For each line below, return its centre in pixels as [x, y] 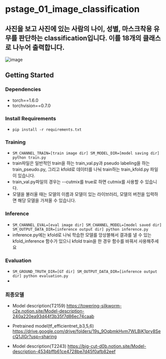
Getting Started [30, 75]
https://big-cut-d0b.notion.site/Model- [107, 346]
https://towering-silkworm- [94, 306]
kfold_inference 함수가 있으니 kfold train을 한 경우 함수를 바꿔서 [75, 241]
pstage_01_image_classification [73, 9]
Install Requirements [31, 118]
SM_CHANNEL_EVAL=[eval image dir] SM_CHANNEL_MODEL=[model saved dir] [87, 225]
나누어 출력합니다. [39, 47]
